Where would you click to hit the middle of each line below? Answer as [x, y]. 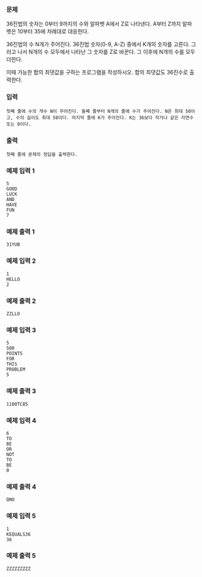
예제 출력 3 [21, 391]
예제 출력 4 [21, 487]
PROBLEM [16, 370]
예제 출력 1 [21, 232]
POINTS [14, 354]
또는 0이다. [19, 124]
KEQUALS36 [19, 534]
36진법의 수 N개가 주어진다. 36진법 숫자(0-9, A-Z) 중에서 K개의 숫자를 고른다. [98, 44]
